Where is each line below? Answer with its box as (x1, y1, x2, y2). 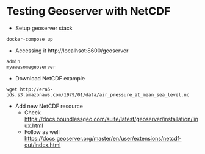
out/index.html (24, 141, 61, 149)
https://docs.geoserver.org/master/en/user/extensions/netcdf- (24, 135, 182, 142)
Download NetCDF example (15, 74, 85, 82)
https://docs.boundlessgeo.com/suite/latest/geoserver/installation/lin (24, 115, 199, 122)
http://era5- (20, 86, 53, 93)
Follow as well (24, 128, 60, 135)
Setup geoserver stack (15, 24, 73, 32)
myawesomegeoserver (6, 64, 56, 70)
